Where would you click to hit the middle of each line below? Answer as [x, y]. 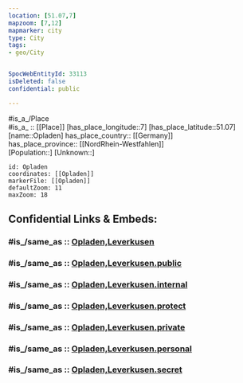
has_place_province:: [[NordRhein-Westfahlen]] [86, 143]
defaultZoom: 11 [35, 188]
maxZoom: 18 [28, 195]
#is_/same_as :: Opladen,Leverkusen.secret [96, 369]
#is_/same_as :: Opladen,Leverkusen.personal [100, 349]
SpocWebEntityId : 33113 [48, 74]
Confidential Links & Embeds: [83, 219]
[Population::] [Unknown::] [52, 152]
